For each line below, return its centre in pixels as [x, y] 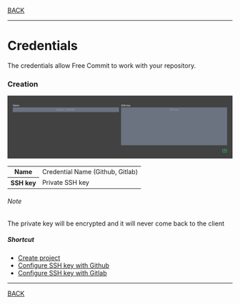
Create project [39, 258]
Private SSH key [65, 183]
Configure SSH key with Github [63, 265]
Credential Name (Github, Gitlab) [90, 171]
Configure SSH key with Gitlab [62, 273]
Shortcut [21, 240]
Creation [23, 83]
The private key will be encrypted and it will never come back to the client [116, 223]
